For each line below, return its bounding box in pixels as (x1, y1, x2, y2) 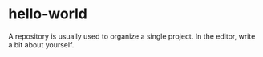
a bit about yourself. (8, 39, 75, 49)
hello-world (8, 5, 88, 23)
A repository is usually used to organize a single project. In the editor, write (8, 31, 256, 41)
